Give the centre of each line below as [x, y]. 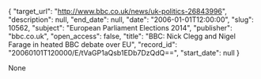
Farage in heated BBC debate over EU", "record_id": [93, 45]
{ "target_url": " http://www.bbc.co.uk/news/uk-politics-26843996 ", [117, 11]
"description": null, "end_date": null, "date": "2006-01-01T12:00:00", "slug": [131, 20]
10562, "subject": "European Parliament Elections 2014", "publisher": [120, 28]
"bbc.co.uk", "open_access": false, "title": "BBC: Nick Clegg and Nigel [122, 36]
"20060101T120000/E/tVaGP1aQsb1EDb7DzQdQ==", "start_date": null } [124, 53]
